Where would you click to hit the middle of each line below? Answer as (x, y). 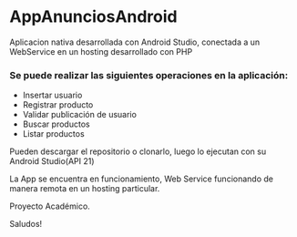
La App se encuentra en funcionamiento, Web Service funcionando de (141, 179)
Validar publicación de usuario (79, 115)
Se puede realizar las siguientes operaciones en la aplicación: (149, 75)
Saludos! (26, 224)
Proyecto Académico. (50, 206)
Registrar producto (58, 105)
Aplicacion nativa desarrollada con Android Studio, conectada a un (135, 42)
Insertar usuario (52, 95)
